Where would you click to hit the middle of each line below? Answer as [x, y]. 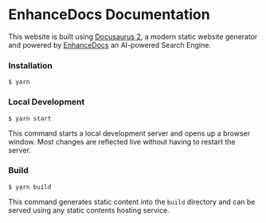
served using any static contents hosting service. [89, 210]
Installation [31, 65]
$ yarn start [30, 118]
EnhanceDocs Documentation [109, 15]
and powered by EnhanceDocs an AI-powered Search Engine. [110, 44]
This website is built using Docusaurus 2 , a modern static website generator [133, 37]
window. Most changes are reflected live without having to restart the [122, 141]
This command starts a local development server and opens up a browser [129, 133]
